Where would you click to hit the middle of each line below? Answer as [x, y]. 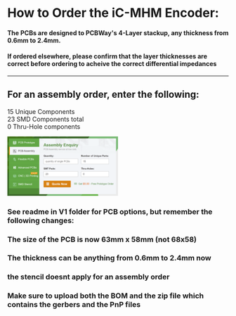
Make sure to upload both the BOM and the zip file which [106, 296]
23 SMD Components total [46, 119]
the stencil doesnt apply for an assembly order [88, 277]
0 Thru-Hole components [44, 126]
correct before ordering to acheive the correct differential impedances [112, 64]
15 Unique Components [41, 111]
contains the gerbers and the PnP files [74, 305]
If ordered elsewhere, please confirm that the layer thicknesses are [107, 56]
